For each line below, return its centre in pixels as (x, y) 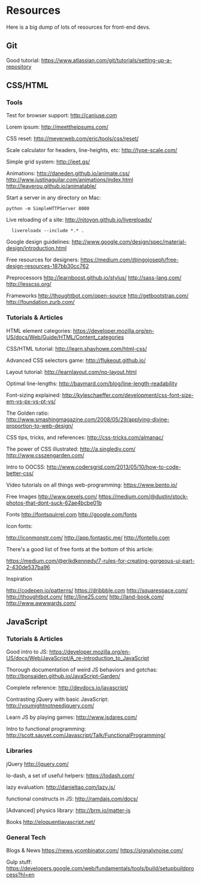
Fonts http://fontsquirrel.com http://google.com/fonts (72, 514)
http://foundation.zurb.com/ (40, 302)
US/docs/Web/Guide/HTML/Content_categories (65, 337)
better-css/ (20, 473)
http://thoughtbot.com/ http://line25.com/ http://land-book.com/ (85, 597)
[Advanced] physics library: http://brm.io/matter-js (68, 810)
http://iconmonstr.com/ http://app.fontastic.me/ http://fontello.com (88, 537)
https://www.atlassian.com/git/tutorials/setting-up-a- (106, 60)
